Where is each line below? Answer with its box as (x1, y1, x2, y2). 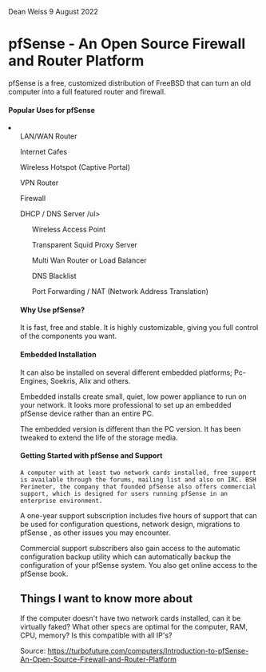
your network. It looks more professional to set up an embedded (19, 400, 232, 409)
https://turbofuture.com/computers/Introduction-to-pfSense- (47, 646, 249, 655)
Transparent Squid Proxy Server (31, 240, 138, 250)
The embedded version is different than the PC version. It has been (19, 424, 241, 433)
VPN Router (19, 178, 59, 187)
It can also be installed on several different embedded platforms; (19, 368, 233, 377)
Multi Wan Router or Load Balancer (31, 256, 147, 265)
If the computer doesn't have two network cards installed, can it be (19, 613, 241, 623)
